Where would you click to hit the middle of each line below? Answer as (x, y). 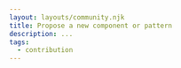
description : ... (41, 34)
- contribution (45, 50)
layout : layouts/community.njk (67, 17)
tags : (19, 42)
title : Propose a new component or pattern (91, 26)
